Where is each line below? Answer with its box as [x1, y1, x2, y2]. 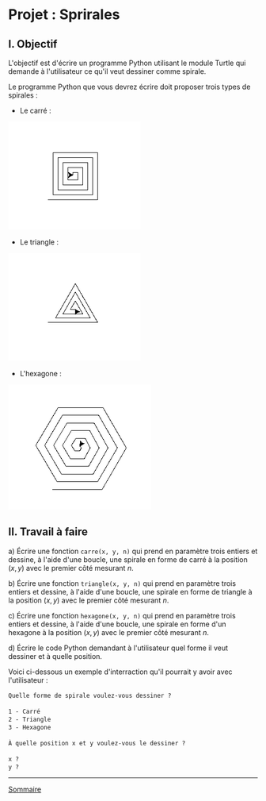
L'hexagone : [19, 369, 62, 378]
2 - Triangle [8, 715, 51, 723]
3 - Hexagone [8, 723, 51, 731]
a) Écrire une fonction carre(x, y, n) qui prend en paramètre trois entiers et [8, 546, 258, 556]
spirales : [8, 90, 38, 100]
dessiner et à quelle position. [8, 651, 103, 660]
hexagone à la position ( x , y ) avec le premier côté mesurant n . [8, 627, 210, 637]
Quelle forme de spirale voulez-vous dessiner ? [8, 691, 172, 699]
